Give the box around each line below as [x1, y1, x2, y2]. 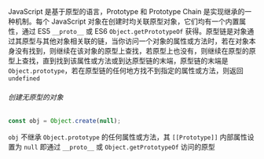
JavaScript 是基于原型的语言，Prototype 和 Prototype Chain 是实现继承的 [8, 7, 245, 16]
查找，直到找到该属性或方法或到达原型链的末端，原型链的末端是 [21, 56, 229, 65]
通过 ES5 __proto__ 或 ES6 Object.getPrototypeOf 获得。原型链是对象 [21, 27, 247, 35]
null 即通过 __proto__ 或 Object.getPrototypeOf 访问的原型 [23, 142, 216, 152]
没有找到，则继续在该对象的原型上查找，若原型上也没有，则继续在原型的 [14, 46, 249, 55]
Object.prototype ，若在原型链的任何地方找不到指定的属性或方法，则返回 [8, 66, 244, 75]
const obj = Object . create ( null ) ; [8, 117, 122, 125]
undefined [8, 75, 41, 83]
